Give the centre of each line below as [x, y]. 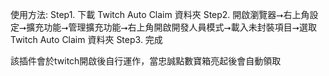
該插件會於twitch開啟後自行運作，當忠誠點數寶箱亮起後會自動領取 [146, 61]
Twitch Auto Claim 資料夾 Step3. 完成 [86, 39]
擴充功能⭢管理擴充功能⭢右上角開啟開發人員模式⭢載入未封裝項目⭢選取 [171, 27]
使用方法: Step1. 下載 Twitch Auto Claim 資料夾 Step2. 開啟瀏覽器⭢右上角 [160, 14]
